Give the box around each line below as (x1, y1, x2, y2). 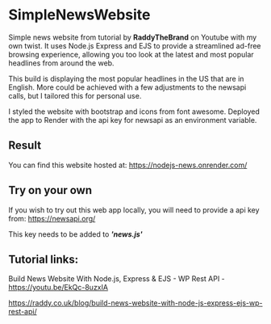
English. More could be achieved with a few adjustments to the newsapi (8, 82, 247, 92)
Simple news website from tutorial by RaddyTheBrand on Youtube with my (8, 32, 257, 42)
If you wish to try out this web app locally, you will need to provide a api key (8, 204, 260, 215)
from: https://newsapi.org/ (8, 213, 96, 223)
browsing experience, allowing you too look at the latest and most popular (8, 49, 254, 59)
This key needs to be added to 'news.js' (8, 229, 143, 239)
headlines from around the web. (8, 58, 115, 68)
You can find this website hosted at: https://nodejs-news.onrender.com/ (8, 160, 248, 170)
